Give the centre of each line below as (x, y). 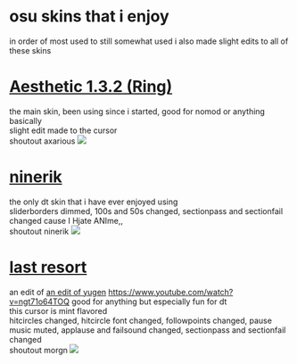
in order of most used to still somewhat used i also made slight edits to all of (149, 41)
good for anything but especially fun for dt (149, 302)
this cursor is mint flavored (58, 310)
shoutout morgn (39, 350)
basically (26, 120)
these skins (30, 50)
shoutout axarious (42, 141)
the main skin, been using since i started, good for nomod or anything (137, 111)
